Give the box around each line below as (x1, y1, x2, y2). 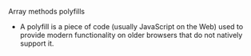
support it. (19, 39, 54, 48)
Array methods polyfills (8, 7, 86, 16)
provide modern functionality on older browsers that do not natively (19, 31, 243, 39)
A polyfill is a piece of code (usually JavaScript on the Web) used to (19, 22, 244, 31)
